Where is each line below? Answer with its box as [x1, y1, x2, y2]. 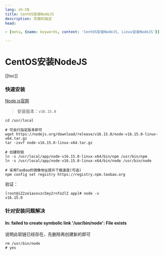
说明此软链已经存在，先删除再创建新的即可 [5, 232, 91, 237]
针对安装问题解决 [5, 208, 45, 214]
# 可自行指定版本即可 [5, 127, 42, 132]
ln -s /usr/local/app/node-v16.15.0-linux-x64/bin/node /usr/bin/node [5, 158, 152, 164]
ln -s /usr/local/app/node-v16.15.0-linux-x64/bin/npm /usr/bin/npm [5, 154, 147, 159]
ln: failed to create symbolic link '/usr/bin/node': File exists [5, 220, 127, 226]
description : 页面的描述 [5, 16, 52, 21]
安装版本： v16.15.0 [17, 108, 57, 114]
